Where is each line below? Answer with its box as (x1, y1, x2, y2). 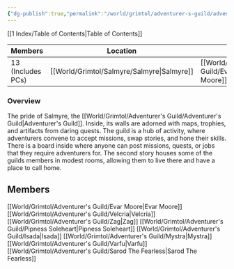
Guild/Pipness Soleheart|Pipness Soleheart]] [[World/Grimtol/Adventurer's (7, 224, 221, 233)
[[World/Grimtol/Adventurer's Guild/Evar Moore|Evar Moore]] (7, 202, 182, 210)
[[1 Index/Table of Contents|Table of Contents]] (7, 29, 143, 38)
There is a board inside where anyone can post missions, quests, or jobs (7, 141, 215, 150)
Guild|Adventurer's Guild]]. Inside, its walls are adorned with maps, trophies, (7, 119, 226, 128)
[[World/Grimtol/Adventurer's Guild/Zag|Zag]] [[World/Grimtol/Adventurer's (7, 217, 224, 225)
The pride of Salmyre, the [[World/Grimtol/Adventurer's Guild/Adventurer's (7, 112, 221, 120)
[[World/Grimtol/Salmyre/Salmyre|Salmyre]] (49, 66, 194, 76)
